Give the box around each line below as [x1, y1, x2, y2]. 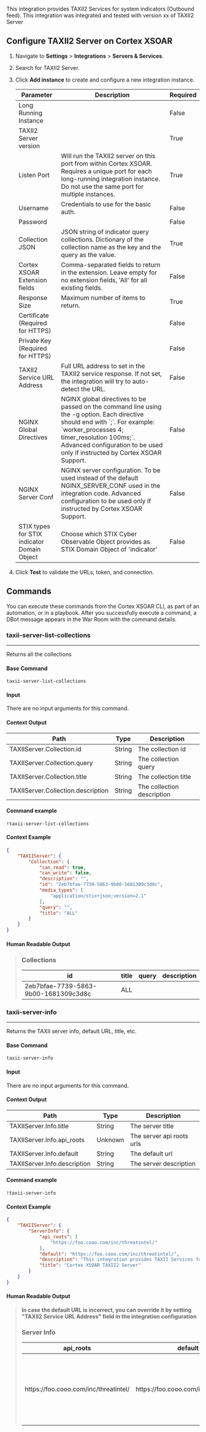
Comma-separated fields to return [61, 260, 161, 269]
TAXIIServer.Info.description [9, 1159, 91, 1168]
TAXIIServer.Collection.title [9, 772, 87, 781]
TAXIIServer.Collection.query [9, 758, 93, 767]
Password [18, 217, 47, 226]
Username [18, 204, 49, 212]
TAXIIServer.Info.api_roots [9, 1135, 85, 1144]
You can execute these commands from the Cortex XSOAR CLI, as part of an [6, 602, 200, 610]
